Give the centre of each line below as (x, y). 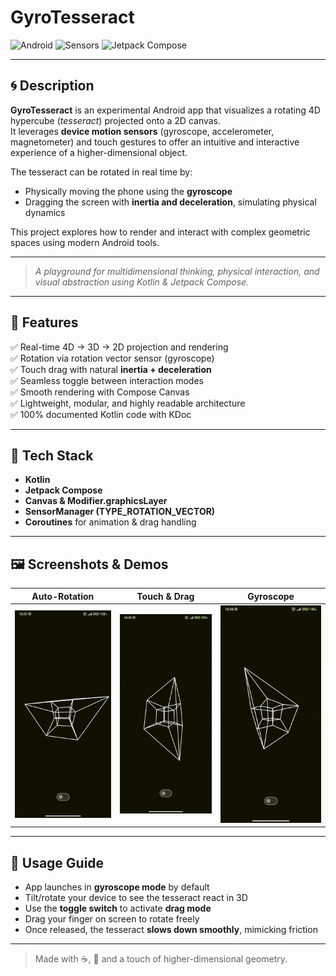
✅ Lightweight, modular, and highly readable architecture (128, 403)
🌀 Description (52, 86)
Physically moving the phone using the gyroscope (128, 191)
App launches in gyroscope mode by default (117, 887)
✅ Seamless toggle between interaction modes (107, 380)
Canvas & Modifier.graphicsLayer (96, 501)
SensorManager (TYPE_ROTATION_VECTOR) (120, 512)
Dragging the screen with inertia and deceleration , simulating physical (170, 202)
